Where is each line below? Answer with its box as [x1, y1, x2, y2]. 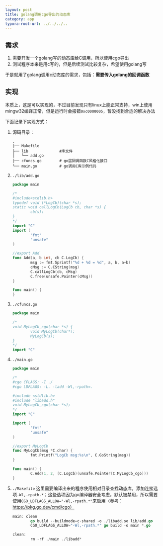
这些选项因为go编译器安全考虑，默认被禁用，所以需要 [48, 491, 158, 497]
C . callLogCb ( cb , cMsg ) [30, 269, 78, 274]
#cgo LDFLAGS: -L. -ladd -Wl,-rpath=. [12, 384, 93, 389]
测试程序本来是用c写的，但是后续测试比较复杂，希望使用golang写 [12, 61, 147, 67]
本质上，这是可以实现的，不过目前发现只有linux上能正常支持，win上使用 [5, 101, 153, 107]
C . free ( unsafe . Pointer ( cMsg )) [30, 274, 93, 279]
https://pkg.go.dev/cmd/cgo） [12, 504, 75, 510]
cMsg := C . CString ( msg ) [30, 265, 80, 270]
